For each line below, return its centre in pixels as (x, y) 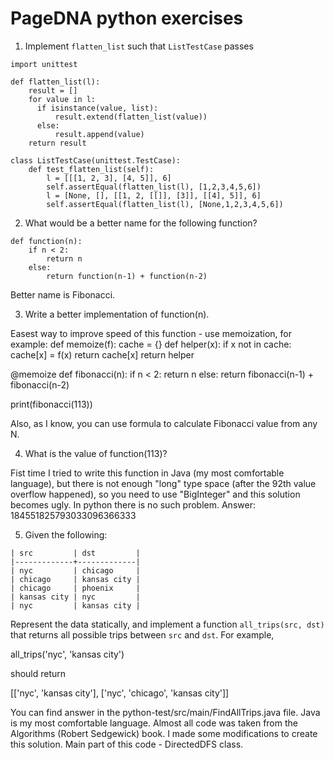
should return (38, 673)
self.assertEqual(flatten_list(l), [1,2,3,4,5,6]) (154, 187)
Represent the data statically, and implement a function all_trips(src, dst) (167, 624)
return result (57, 143)
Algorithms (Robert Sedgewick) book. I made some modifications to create (164, 733)
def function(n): (46, 241)
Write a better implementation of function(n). (117, 314)
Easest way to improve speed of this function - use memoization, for (151, 333)
